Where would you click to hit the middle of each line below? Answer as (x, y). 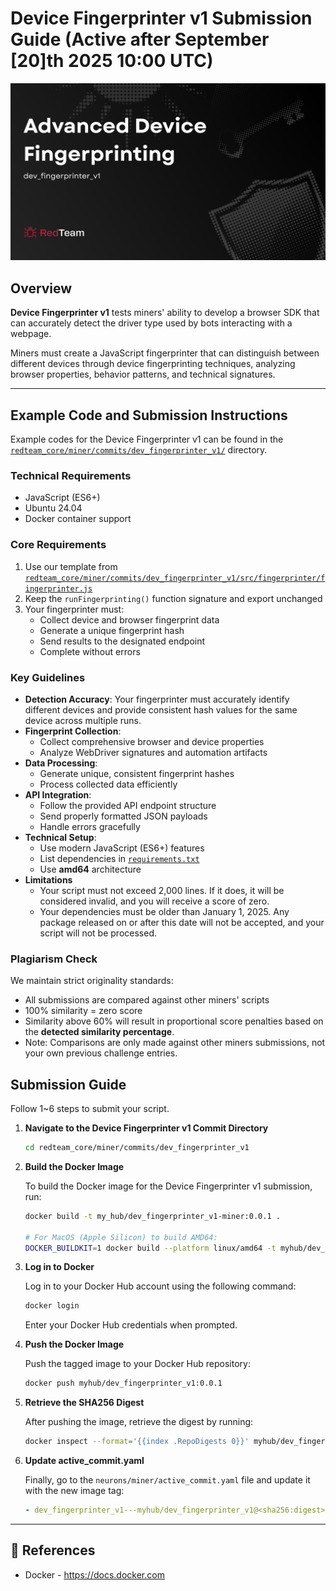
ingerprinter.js (58, 588)
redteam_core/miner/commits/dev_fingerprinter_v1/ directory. (139, 450)
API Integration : (58, 794)
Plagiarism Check (54, 959)
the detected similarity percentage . (99, 1032)
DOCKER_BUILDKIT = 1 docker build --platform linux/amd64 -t (150, 1248)
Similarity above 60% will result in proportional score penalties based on (174, 1021)
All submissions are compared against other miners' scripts (147, 1000)
